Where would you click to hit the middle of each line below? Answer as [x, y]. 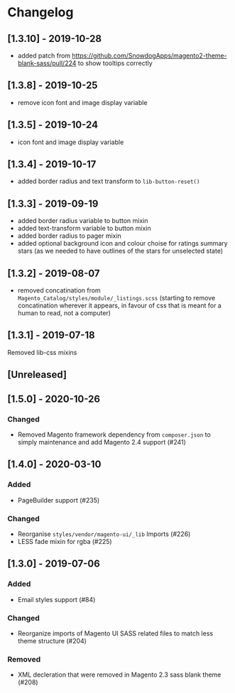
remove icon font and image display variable [82, 102]
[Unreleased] [37, 375]
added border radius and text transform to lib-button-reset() [109, 181]
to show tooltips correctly [115, 63]
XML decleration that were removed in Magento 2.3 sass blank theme [119, 675]
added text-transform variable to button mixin [84, 229]
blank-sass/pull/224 [47, 63]
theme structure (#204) [52, 640]
